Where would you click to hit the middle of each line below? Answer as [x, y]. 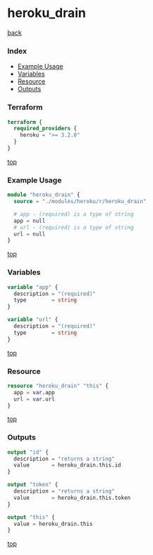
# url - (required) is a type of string [74, 227]
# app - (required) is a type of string [74, 214]
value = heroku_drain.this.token [72, 498]
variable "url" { [33, 320]
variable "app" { [33, 287]
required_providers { [45, 129]
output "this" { [31, 517]
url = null [30, 234]
